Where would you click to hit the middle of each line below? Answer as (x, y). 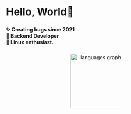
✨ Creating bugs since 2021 (40, 30)
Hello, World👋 (40, 12)
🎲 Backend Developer (33, 36)
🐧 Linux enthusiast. (30, 42)
